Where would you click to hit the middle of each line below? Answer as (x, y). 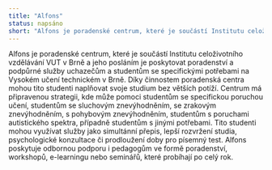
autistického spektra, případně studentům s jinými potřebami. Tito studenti (132, 123)
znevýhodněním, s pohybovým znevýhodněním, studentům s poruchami (129, 114)
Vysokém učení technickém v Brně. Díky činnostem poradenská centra (126, 80)
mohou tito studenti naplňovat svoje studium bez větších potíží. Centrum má (135, 88)
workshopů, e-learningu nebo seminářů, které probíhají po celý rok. (121, 157)
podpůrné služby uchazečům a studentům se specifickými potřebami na (129, 71)
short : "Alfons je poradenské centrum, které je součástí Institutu (126, 31)
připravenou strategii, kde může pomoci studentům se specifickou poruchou (136, 97)
